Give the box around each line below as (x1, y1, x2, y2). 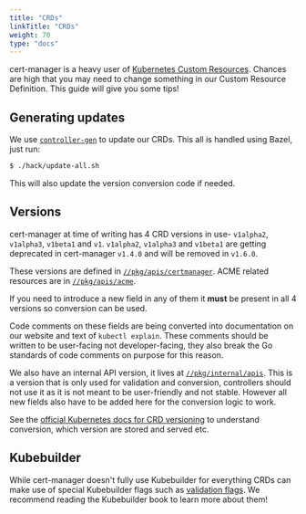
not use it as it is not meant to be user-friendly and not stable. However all (9, 386, 287, 397)
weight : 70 (9, 30, 51, 39)
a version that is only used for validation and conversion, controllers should (9, 376, 291, 388)
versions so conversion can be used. (9, 302, 148, 313)
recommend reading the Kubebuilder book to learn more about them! (9, 494, 269, 505)
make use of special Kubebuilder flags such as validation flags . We (9, 484, 260, 495)
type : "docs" (9, 38, 59, 48)
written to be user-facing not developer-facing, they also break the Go (9, 340, 273, 351)
